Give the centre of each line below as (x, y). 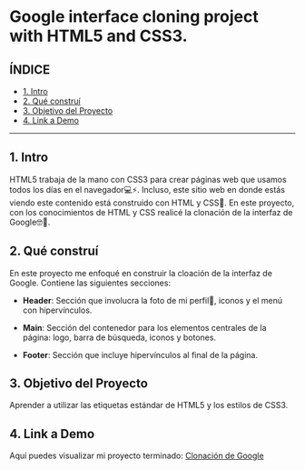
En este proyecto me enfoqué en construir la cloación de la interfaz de (141, 273)
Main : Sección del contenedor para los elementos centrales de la (144, 327)
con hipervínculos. (57, 310)
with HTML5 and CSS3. (98, 36)
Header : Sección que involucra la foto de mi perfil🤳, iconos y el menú (152, 300)
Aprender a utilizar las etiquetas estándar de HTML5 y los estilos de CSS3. (149, 405)
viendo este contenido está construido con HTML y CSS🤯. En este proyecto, (152, 203)
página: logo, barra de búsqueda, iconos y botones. (119, 337)
